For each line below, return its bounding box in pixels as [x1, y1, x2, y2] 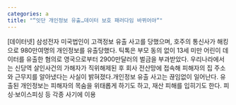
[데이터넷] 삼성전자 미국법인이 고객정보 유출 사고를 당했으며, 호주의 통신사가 [7, 37, 216, 46]
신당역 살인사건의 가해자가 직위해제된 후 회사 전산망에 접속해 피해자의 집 [14, 63, 213, 72]
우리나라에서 [190, 54, 225, 63]
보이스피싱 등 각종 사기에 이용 [14, 89, 97, 99]
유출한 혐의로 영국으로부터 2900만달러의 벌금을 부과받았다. [25, 54, 189, 63]
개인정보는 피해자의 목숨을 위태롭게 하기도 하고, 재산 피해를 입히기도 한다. [20, 81, 223, 89]
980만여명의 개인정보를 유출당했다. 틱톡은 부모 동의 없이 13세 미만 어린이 [20, 46, 221, 54]
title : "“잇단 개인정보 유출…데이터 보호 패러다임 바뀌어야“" [7, 17, 163, 24]
